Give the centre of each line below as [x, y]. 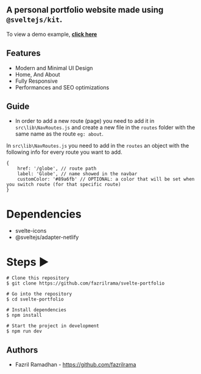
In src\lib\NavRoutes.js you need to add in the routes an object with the [98, 146]
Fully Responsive [36, 81]
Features [23, 53]
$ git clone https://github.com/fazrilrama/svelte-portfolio [86, 283]
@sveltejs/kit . [34, 20]
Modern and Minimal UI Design [54, 68]
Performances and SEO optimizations [62, 87]
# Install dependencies [37, 310]
